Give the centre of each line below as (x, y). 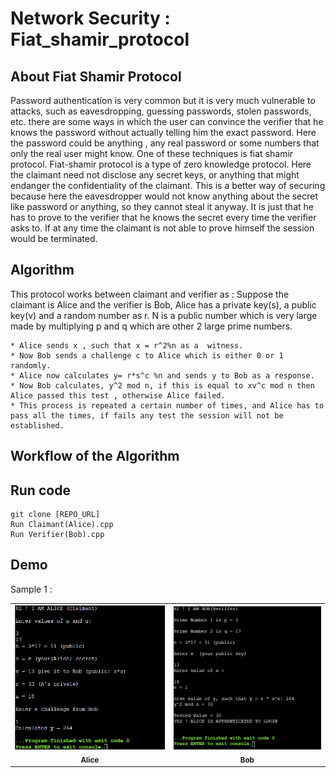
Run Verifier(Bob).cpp (57, 535)
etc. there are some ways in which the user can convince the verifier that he (167, 121)
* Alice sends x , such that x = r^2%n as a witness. (127, 345)
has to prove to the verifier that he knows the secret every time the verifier (163, 217)
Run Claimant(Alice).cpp (62, 525)
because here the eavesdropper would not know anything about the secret (164, 196)
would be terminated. (54, 238)
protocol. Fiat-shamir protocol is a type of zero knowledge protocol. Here (161, 164)
